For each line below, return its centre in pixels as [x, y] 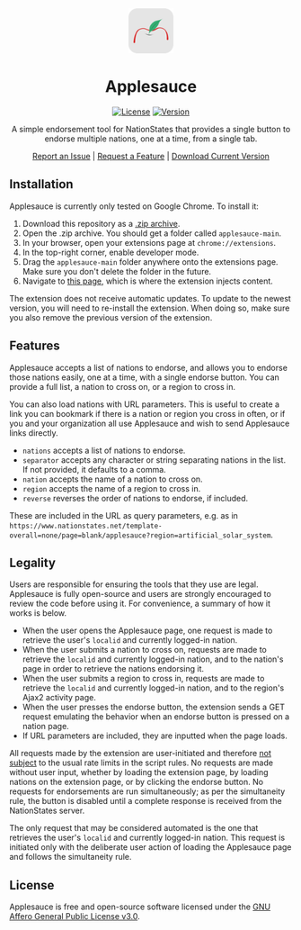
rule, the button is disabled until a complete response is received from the [146, 801]
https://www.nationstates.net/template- [86, 526]
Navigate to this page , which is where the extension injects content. [148, 281]
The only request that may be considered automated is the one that [134, 828]
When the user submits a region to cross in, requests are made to [143, 679]
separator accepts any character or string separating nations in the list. [154, 460]
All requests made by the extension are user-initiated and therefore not [141, 754]
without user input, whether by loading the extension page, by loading [139, 772]
